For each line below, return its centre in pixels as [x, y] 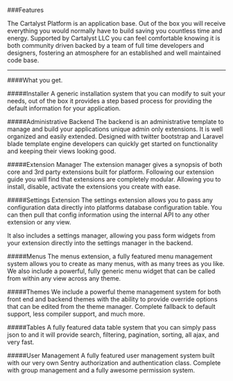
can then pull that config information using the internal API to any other [109, 215]
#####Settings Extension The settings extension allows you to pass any [110, 200]
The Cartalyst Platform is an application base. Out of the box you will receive [116, 23]
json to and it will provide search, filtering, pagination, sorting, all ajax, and [113, 335]
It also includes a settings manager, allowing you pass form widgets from [111, 236]
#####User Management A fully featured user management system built [111, 355]
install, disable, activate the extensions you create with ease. [94, 187]
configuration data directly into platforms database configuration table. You [114, 207]
